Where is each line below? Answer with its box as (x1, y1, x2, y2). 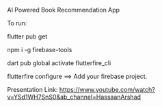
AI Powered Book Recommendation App (7, 6, 120, 14)
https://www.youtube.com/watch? (59, 86, 155, 93)
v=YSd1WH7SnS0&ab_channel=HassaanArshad (7, 93, 141, 101)
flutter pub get (7, 32, 48, 40)
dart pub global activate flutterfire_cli (7, 59, 111, 67)
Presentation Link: (7, 86, 58, 93)
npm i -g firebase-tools (7, 46, 72, 53)
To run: (7, 19, 27, 27)
